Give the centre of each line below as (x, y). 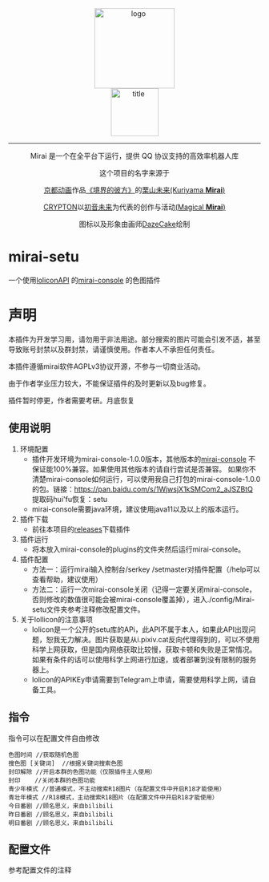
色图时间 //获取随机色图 (44, 755)
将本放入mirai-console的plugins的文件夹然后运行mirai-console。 (139, 549)
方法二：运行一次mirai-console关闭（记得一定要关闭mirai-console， (144, 589)
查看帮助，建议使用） (67, 579)
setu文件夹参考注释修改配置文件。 (88, 609)
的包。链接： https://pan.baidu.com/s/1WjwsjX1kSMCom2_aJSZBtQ (143, 489)
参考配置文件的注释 (40, 870)
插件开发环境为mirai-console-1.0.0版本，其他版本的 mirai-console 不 (144, 459)
